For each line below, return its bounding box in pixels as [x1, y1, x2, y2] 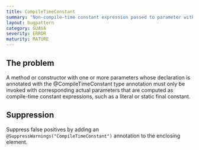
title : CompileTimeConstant [6, 8, 76, 15]
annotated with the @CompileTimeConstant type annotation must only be [6, 80, 185, 87]
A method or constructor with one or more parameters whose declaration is [6, 74, 191, 81]
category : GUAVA [6, 25, 46, 31]
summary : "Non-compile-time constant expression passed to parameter [6, 14, 182, 20]
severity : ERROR [6, 31, 46, 37]
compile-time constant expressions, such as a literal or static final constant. [6, 92, 191, 100]
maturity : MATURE [6, 36, 49, 42]
